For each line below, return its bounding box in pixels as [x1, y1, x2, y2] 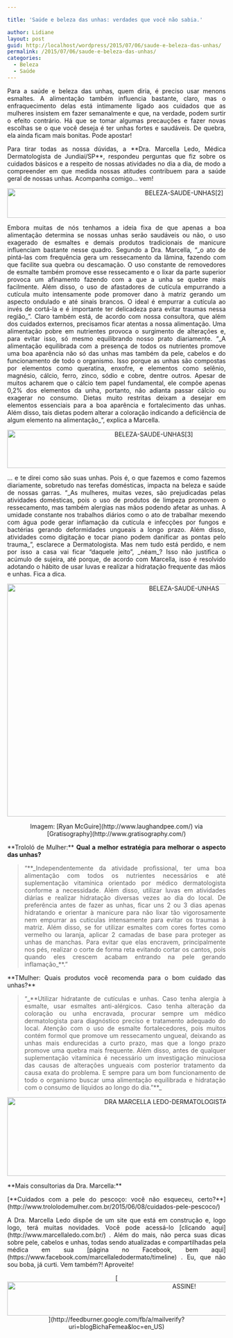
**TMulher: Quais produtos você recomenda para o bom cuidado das [7, 973, 226, 982]
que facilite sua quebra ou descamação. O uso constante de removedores [7, 260, 226, 269]
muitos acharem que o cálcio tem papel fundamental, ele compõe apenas [7, 379, 226, 387]
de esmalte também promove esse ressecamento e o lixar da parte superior [7, 267, 226, 276]
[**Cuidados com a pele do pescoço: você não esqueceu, [7, 1195, 194, 1203]
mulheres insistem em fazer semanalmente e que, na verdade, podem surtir [7, 109, 226, 117]
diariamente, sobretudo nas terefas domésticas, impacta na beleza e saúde [7, 481, 226, 489]
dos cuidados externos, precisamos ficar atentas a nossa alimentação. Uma [7, 320, 226, 328]
